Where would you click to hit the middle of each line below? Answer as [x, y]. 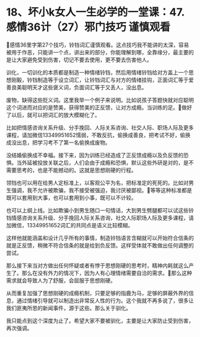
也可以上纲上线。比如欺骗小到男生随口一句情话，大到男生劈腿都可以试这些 [97, 210]
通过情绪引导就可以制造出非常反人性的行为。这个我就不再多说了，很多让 [105, 300]
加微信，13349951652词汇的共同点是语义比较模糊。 [70, 225]
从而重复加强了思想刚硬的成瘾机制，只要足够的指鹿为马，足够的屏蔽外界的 [97, 293]
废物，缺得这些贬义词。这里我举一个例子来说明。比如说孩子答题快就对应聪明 [100, 100]
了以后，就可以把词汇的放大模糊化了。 [53, 115]
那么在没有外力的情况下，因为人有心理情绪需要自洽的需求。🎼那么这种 [107, 273]
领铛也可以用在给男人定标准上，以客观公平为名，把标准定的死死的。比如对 [97, 183]
